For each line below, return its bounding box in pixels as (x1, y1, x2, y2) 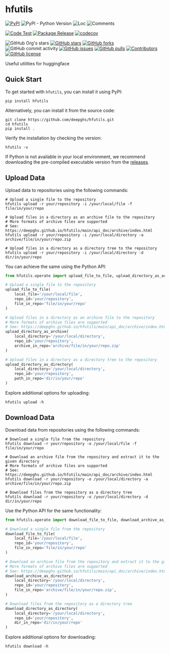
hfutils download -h (5, 644, 49, 649)
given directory (5, 458, 39, 464)
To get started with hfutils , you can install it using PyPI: (5, 89, 122, 95)
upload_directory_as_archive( (5, 329, 69, 334)
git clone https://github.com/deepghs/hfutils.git (5, 117, 114, 122)
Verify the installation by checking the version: (5, 135, 102, 141)
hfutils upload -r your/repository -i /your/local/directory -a (5, 232, 144, 238)
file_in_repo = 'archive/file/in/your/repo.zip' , (14, 588, 116, 593)
